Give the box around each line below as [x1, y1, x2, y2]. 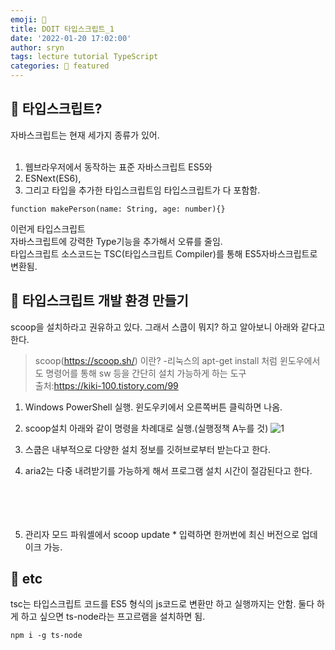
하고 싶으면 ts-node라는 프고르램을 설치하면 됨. [20, 611, 206, 623]
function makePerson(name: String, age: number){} [10, 204, 226, 214]
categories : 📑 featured [10, 61, 110, 71]
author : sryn [10, 42, 65, 53]
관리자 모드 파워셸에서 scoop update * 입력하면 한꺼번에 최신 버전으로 [24, 528, 300, 540]
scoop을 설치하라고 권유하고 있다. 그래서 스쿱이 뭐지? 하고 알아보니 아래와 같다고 [10, 321, 326, 333]
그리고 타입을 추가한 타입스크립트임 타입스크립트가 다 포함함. [24, 184, 261, 196]
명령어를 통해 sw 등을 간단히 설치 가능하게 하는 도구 [45, 367, 247, 379]
